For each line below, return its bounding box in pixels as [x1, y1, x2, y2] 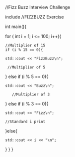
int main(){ [5, 23, 27, 29]
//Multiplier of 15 [5, 43, 46, 48]
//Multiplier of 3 [11, 92, 50, 97]
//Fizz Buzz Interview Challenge [5, 4, 71, 10]
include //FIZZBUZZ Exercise [5, 14, 64, 19]
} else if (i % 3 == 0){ [5, 101, 49, 106]
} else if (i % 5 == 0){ [5, 73, 49, 79]
